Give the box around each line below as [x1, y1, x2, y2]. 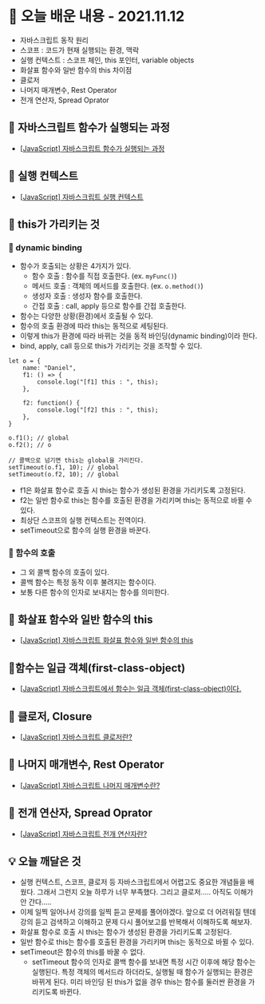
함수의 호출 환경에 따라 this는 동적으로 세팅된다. [19, 321, 168, 331]
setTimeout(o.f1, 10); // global [8, 464, 120, 472]
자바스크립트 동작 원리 [19, 35, 89, 45]
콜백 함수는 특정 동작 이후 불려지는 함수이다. [19, 577, 157, 587]
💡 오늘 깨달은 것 [8, 855, 81, 868]
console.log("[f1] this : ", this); [37, 378, 159, 386]
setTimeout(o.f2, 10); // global [8, 471, 120, 479]
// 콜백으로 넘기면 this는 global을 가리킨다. [8, 456, 144, 464]
